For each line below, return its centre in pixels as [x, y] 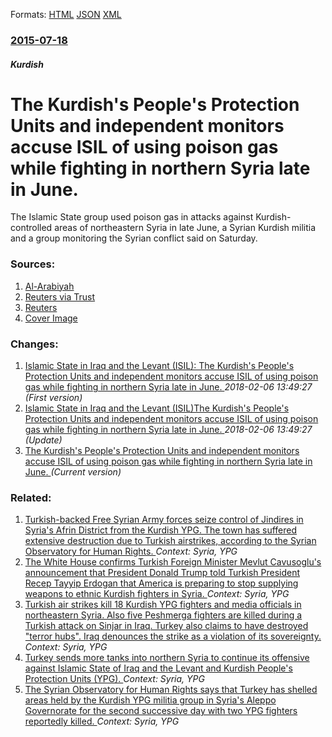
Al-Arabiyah [49, 286]
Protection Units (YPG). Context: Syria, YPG [114, 679]
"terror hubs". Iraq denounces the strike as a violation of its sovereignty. [173, 636]
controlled [31, 228]
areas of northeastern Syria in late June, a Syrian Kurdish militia [185, 228]
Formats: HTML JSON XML [66, 14]
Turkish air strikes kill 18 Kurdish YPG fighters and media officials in [163, 605]
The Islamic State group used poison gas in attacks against [132, 217]
